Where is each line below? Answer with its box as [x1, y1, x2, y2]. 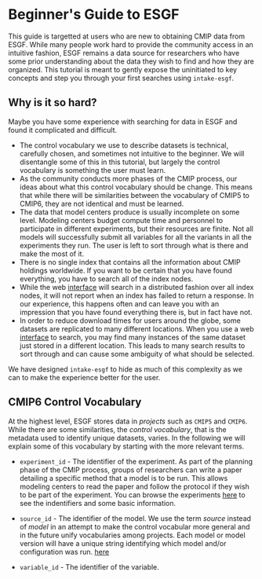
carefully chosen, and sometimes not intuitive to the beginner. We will [19, 148, 245, 158]
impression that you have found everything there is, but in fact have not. [19, 307, 253, 317]
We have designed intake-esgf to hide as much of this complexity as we [8, 364, 243, 374]
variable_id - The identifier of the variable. [19, 562, 159, 571]
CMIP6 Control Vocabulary [8, 395, 142, 409]
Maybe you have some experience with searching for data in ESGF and [8, 116, 238, 126]
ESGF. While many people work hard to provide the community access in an [8, 39, 253, 49]
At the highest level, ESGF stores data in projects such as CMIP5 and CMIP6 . [8, 416, 248, 426]
